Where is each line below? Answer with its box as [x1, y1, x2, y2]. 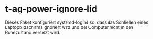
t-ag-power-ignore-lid [5, 3, 98, 14]
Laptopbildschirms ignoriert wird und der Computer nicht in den [5, 24, 133, 30]
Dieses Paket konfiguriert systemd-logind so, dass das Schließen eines [5, 19, 149, 25]
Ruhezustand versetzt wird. [5, 29, 61, 35]
